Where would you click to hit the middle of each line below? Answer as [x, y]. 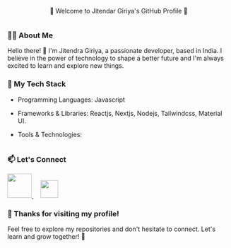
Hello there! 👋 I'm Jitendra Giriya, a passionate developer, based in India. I [115, 51]
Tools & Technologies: [50, 134]
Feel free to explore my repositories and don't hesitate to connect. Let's [112, 229]
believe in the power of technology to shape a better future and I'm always [115, 58]
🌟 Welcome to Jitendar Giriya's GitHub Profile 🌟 [119, 11]
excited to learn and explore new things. [66, 66]
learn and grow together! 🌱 [47, 237]
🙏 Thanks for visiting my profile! [64, 213]
